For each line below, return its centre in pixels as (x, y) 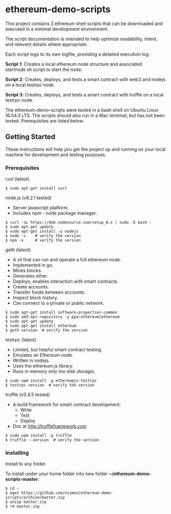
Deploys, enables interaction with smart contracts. (66, 281)
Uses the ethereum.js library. (43, 366)
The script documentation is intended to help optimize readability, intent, (82, 39)
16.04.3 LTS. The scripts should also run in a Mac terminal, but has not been (85, 115)
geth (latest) (18, 250)
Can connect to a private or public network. (58, 303)
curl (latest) (17, 179)
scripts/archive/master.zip (35, 498)
